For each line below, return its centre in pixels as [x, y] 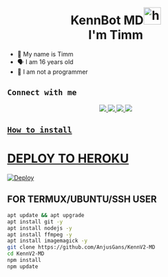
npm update [23, 266]
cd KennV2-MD [26, 254]
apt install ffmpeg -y [40, 234]
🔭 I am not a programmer [52, 72]
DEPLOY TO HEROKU [68, 159]
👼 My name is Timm [45, 54]
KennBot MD [107, 20]
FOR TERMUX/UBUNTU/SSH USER [82, 199]
